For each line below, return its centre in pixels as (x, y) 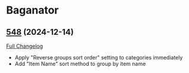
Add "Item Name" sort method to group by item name (80, 64)
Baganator (32, 10)
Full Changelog (25, 46)
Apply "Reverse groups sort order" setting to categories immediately (99, 57)
